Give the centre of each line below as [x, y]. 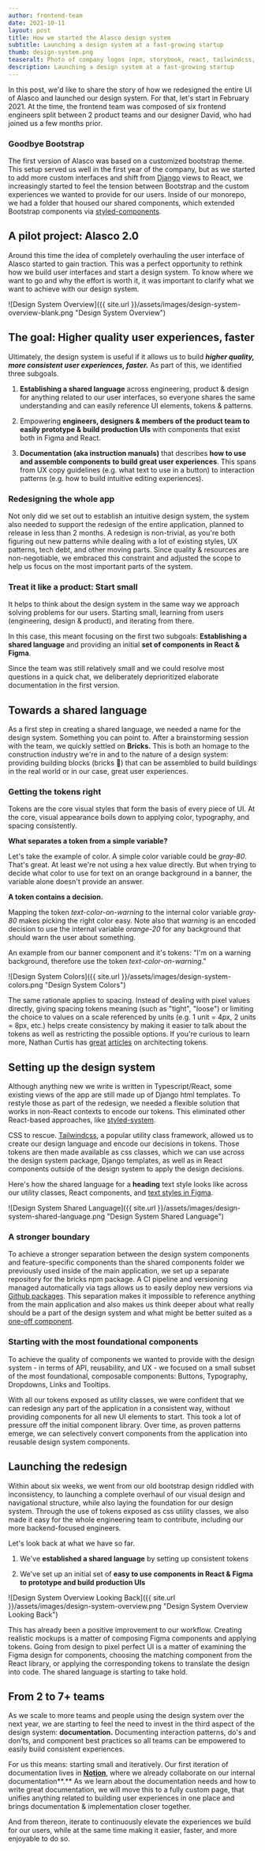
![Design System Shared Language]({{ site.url [82, 1208]
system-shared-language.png [57, 1216]
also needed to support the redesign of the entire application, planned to [126, 524]
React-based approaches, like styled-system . [82, 1120]
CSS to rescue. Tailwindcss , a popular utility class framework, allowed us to [131, 1136]
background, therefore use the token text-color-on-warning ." [107, 962]
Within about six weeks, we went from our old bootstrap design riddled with [131, 1485]
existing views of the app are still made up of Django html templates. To [124, 1095]
